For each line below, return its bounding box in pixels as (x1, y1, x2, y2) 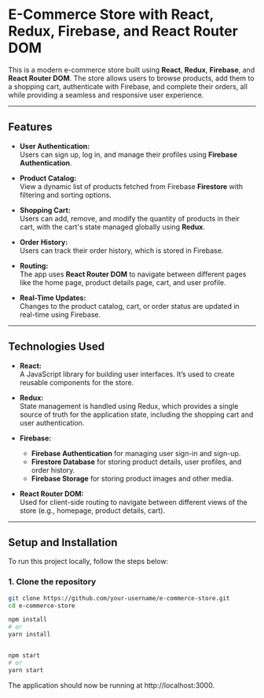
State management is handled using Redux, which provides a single (19, 401, 239, 410)
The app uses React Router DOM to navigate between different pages (19, 269, 247, 279)
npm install (8, 616, 47, 624)
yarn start (8, 666, 44, 674)
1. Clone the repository (8, 577, 97, 588)
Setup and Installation (8, 536, 118, 549)
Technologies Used (8, 340, 104, 354)
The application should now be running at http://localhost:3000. (8, 680, 214, 690)
